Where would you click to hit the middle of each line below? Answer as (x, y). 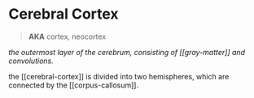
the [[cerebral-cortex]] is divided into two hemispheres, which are (119, 76)
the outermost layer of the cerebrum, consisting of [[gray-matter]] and (127, 52)
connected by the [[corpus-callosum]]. (74, 85)
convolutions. (31, 61)
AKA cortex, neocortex (67, 36)
